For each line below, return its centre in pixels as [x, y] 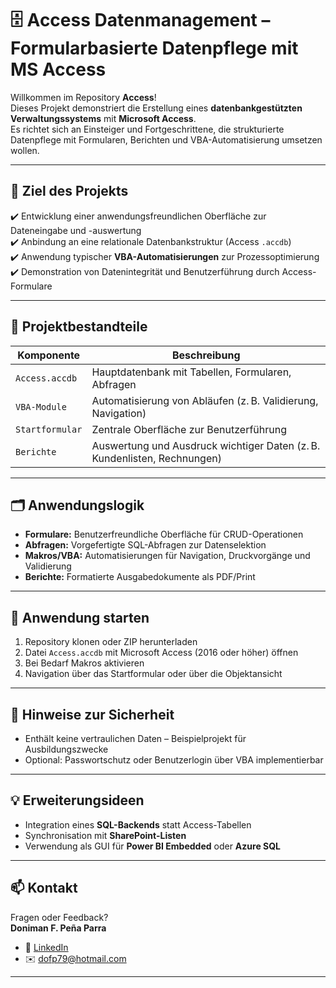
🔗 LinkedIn [46, 947]
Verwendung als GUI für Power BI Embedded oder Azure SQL [153, 846]
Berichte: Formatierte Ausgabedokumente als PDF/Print [140, 577]
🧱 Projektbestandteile [79, 327]
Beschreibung [206, 355]
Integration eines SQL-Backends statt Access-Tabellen [138, 824]
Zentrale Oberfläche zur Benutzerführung [189, 429]
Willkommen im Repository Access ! [83, 97]
